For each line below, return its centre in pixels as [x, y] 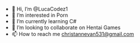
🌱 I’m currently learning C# [44, 21]
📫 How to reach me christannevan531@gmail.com [73, 34]
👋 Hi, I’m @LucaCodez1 [40, 9]
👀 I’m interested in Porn [40, 15]
